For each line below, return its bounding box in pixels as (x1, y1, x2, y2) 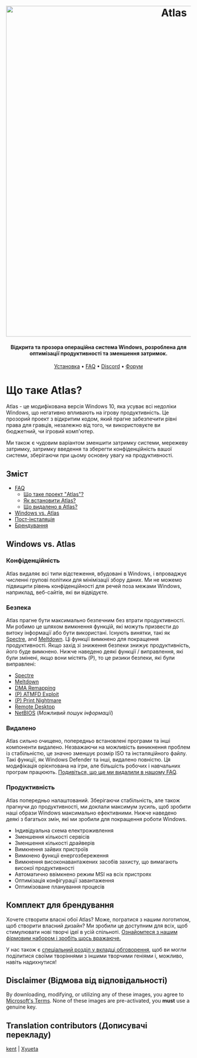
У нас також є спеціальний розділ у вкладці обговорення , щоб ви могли (6, 946, 186, 953)
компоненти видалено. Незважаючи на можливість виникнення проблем (6, 743, 191, 751)
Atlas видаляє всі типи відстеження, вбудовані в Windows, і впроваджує (6, 570, 187, 577)
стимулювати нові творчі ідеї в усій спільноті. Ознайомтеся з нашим (6, 928, 178, 935)
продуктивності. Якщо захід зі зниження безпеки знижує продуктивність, (6, 642, 191, 649)
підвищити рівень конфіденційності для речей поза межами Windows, (6, 582, 182, 589)
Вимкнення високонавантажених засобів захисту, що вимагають (14, 858, 178, 865)
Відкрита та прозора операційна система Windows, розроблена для (11, 343, 186, 351)
